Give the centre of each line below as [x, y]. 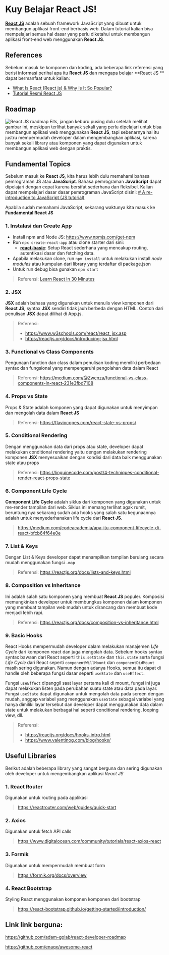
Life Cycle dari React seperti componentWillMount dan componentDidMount [80, 663]
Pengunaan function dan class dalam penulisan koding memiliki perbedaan [83, 363]
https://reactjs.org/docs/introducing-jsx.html [71, 338]
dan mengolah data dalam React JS [42, 413]
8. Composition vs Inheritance [43, 585]
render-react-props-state [44, 478]
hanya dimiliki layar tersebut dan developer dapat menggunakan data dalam [84, 705]
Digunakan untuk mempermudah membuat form [55, 865]
